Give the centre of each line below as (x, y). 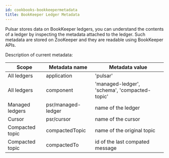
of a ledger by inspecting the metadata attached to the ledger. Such (75, 34)
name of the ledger (117, 108)
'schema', (106, 90)
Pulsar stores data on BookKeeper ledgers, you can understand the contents (84, 29)
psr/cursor (59, 119)
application (59, 75)
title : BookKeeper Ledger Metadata (43, 15)
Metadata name (68, 67)
